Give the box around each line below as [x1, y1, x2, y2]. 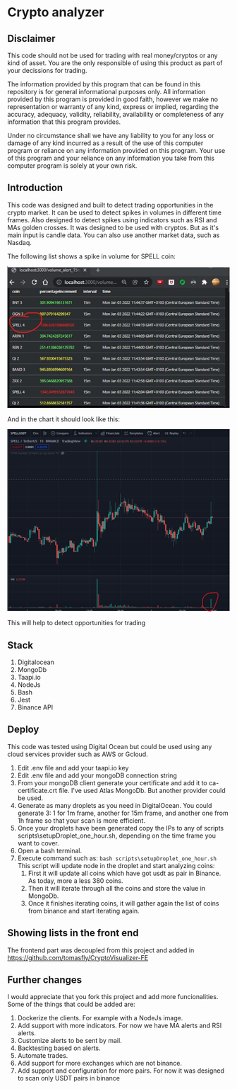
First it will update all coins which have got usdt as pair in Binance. [28, 869, 221, 877]
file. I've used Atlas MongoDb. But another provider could [59, 786, 226, 794]
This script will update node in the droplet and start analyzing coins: [17, 861, 215, 870]
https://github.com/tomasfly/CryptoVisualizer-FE [7, 953, 149, 962]
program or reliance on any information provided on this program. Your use [7, 147, 226, 154]
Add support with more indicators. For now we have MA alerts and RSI [17, 1021, 222, 1030]
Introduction [7, 182, 63, 194]
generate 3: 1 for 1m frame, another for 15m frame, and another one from [17, 809, 229, 817]
